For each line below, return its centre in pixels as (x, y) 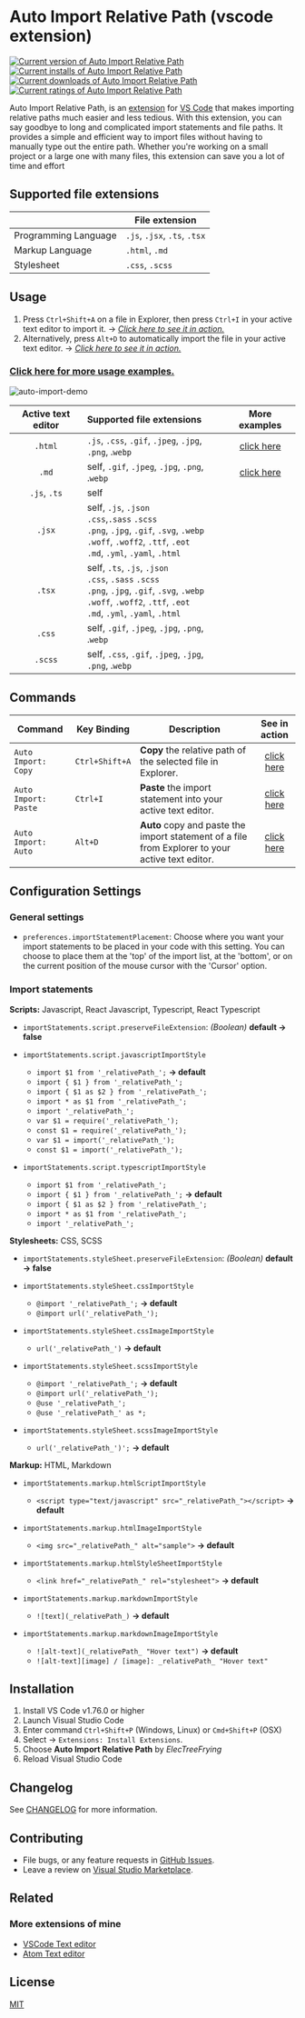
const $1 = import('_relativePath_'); (109, 1150)
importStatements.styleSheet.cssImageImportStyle (118, 1331)
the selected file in (179, 761)
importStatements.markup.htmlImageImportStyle (112, 1528)
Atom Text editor (54, 1953)
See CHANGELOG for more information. (84, 1810)
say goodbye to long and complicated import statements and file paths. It (146, 127)
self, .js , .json (118, 507)
